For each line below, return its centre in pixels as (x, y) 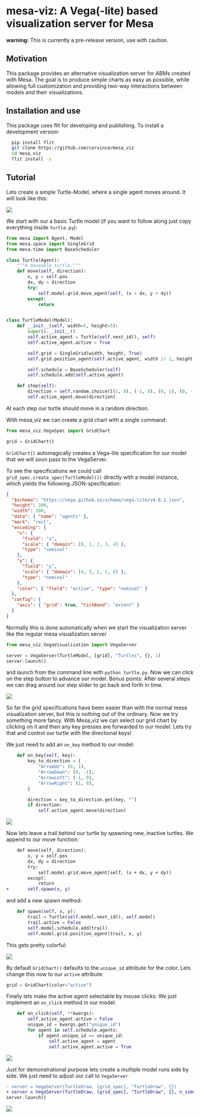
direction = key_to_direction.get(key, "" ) (82, 799)
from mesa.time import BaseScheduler (53, 249)
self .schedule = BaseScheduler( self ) (74, 370)
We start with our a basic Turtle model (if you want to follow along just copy (99, 221)
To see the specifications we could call (54, 471)
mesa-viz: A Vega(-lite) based (82, 11)
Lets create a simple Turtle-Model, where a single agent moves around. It (96, 192)
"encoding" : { (29, 527)
